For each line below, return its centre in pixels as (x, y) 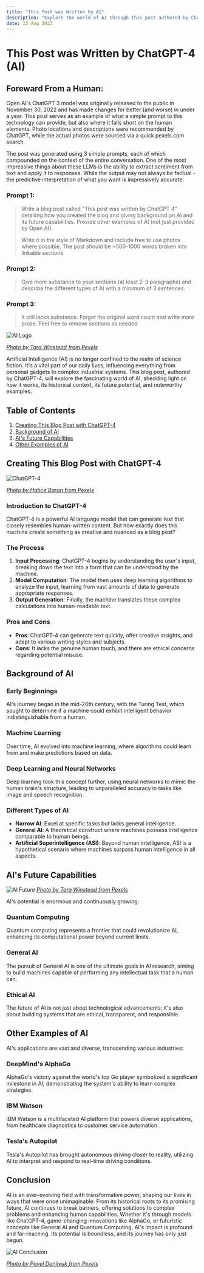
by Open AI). (37, 228)
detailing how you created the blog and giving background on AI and (107, 215)
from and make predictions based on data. (59, 752)
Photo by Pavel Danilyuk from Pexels (53, 1263)
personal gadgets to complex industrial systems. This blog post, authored (98, 372)
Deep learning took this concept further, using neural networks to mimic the (101, 782)
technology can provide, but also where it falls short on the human (89, 123)
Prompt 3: (21, 304)
